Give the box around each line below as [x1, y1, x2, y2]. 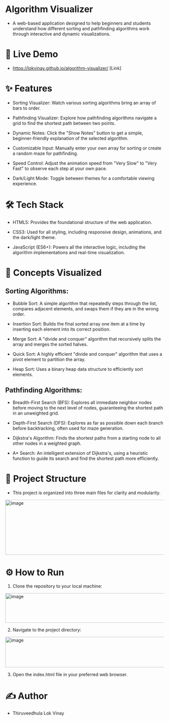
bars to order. [12, 105, 41, 111]
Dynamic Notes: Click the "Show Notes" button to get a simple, [12, 130, 143, 136]
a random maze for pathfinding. [12, 150, 78, 156]
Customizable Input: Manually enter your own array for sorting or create [12, 145, 162, 151]
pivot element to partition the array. [12, 356, 86, 362]
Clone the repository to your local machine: [12, 583, 102, 589]
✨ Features [5, 83, 53, 94]
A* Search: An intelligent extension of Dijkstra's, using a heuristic [12, 450, 148, 456]
